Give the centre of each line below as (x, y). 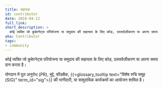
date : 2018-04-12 (23, 18)
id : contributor (21, 14)
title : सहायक (18, 9)
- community (17, 45)
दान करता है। (16, 65)
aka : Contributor (23, 37)
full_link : (16, 23)
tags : (10, 41)
